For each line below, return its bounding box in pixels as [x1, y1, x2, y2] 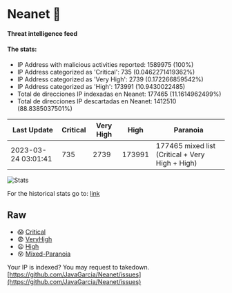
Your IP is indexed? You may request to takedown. [7, 263, 150, 271]
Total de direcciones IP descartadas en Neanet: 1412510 [17, 97, 177, 105]
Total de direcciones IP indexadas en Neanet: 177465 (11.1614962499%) [17, 90, 222, 98]
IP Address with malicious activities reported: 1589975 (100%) [17, 60, 194, 68]
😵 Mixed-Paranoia [17, 250, 71, 258]
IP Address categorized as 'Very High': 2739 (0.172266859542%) [17, 75, 204, 83]
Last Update [12, 125, 54, 134]
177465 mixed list [155, 141, 216, 150]
